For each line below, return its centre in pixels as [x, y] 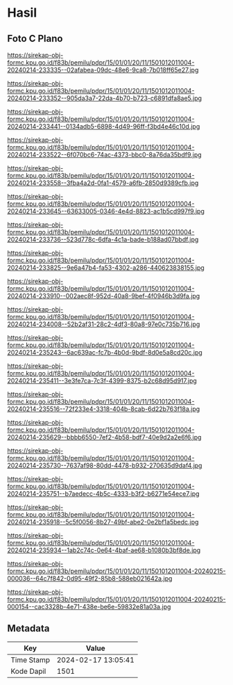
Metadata [28, 628]
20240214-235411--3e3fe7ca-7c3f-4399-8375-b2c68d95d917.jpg [102, 381]
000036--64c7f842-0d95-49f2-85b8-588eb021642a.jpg [90, 578]
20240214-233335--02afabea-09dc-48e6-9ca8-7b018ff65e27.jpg [103, 70]
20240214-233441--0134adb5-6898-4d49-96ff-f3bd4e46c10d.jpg [104, 126]
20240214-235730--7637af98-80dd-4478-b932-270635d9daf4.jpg [105, 465]
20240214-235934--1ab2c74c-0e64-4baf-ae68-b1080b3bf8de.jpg [104, 550]
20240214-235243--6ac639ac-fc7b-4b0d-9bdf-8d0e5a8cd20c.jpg [105, 352]
